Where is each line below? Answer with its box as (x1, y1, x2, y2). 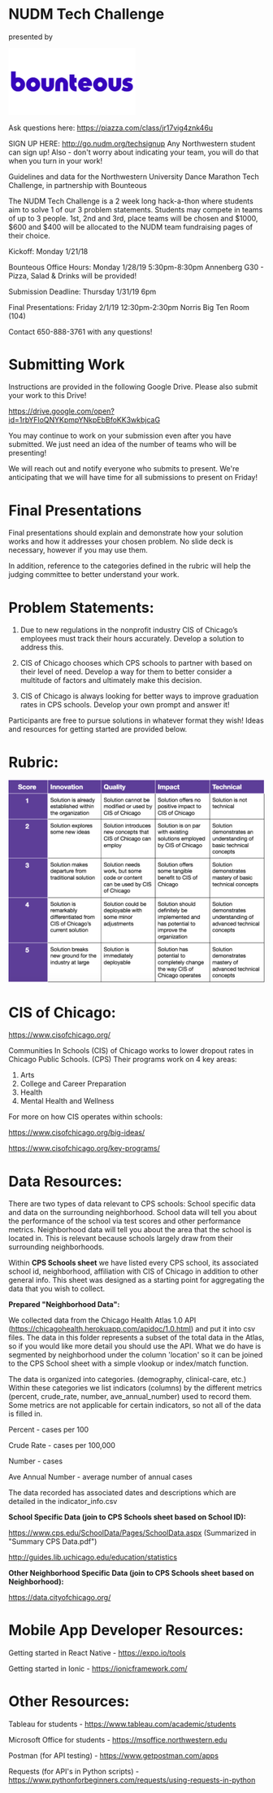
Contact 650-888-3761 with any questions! (8, 326, 153, 336)
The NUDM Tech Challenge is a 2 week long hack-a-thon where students (8, 196, 253, 206)
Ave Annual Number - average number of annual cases (8, 1472, 193, 1482)
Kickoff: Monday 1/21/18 (8, 246, 89, 256)
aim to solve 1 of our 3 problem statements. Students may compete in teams (8, 204, 263, 214)
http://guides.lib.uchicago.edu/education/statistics (8, 1552, 177, 1563)
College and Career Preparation (19, 1079, 127, 1089)
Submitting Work (8, 355, 126, 374)
